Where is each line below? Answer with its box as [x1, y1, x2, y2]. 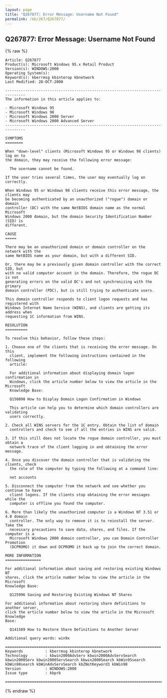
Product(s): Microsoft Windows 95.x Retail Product [5, 62, 114, 67]
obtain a [5, 440, 23, 445]
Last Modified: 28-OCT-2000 [5, 79, 64, 84]
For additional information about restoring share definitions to [5, 601, 146, 606]
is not [5, 275, 19, 280]
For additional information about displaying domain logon [9, 371, 135, 376]
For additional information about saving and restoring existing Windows [5, 566, 162, 571]
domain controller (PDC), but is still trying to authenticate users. [5, 288, 155, 293]
